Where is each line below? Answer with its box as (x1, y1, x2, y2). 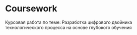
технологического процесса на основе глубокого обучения (5, 24, 132, 30)
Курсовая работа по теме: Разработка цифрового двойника (5, 19, 133, 25)
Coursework (5, 3, 58, 14)
